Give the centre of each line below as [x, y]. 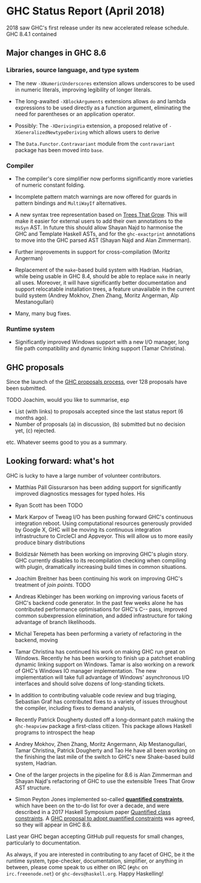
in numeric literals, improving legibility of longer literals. [83, 90]
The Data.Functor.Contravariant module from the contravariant [95, 144]
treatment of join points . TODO [53, 584]
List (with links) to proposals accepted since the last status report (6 [99, 411]
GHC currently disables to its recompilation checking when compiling [100, 560]
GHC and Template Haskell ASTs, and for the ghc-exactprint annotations [105, 234]
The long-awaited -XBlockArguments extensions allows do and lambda [100, 101]
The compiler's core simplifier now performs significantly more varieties [104, 178]
